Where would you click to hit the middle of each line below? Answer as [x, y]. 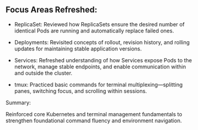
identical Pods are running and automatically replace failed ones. [94, 31]
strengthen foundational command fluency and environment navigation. [94, 120]
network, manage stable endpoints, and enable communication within [100, 66]
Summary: [18, 102]
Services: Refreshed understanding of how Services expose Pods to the [103, 60]
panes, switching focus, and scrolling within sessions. [80, 91]
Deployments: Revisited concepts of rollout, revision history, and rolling [102, 42]
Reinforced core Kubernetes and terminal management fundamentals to [94, 114]
